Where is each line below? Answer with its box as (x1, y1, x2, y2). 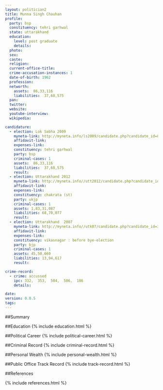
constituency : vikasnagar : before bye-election (14, 238, 114, 242)
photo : (9, 48, 23, 53)
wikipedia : (9, 115, 32, 121)
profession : (9, 79, 34, 84)
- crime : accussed (9, 274, 47, 279)
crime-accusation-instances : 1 (9, 71, 73, 75)
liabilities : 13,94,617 (14, 256, 62, 261)
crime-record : (5, 269, 34, 274)
